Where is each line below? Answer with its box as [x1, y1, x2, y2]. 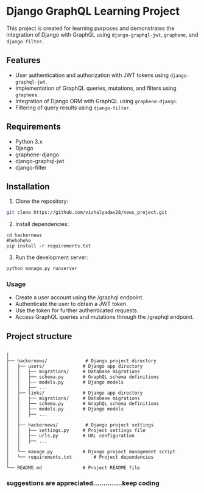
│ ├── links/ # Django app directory [6, 390, 143, 396]
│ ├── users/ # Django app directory [6, 363, 143, 370]
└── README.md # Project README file [6, 465, 140, 471]
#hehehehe [6, 238, 32, 244]
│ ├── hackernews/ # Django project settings [6, 422, 154, 428]
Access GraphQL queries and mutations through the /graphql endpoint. [15, 313, 194, 321]
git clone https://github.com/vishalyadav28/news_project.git [6, 210, 167, 216]
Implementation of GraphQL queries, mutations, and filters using [15, 84, 177, 92]
